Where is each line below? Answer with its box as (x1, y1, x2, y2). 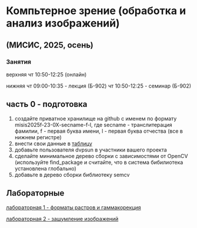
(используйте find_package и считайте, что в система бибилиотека (14, 159, 183, 166)
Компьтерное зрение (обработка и (6, 4, 186, 18)
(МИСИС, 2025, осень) (6, 40, 94, 50)
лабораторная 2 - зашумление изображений (6, 215, 119, 222)
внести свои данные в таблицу (14, 140, 92, 147)
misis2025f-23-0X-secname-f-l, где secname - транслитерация (14, 121, 172, 128)
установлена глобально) (14, 165, 76, 172)
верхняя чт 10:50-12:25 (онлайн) (6, 71, 87, 78)
